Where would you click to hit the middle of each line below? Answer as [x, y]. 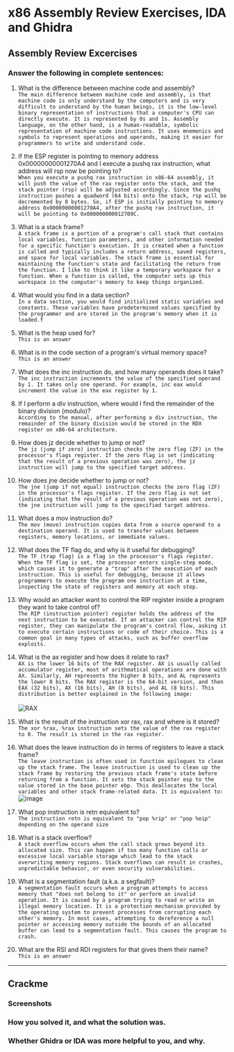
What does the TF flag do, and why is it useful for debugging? [106, 549]
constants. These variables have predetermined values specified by [119, 308]
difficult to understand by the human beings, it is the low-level [117, 107]
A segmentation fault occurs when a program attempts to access [113, 888]
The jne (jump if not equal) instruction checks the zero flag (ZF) [119, 487]
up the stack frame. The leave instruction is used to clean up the [119, 767]
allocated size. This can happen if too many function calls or [113, 850]
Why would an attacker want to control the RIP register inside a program [121, 599]
